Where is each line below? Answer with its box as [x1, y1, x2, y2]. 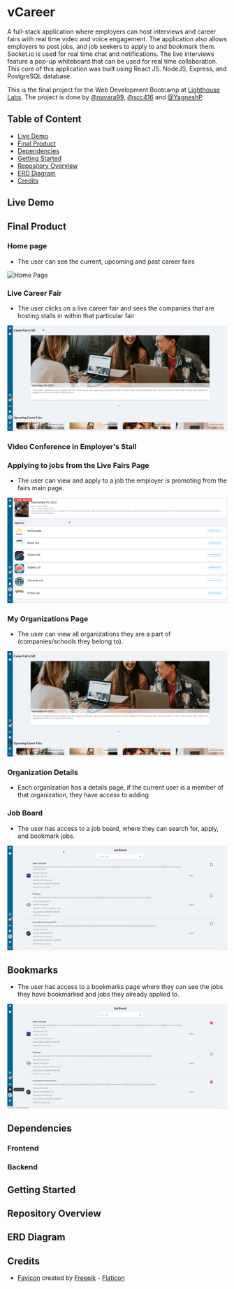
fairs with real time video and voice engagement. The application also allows [7, 34, 228, 43]
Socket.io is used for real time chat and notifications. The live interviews [7, 50, 214, 58]
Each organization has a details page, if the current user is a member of [17, 783, 224, 792]
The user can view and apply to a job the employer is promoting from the [17, 476, 228, 485]
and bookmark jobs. [17, 832, 75, 840]
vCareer [7, 4, 56, 20]
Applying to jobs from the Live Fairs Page [7, 460, 149, 470]
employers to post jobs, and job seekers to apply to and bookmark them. [7, 42, 217, 50]
